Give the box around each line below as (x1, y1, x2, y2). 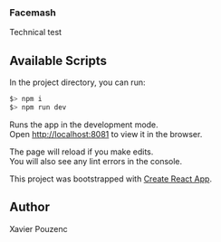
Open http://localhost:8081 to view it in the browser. (9, 128, 203, 139)
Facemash (9, 6, 56, 19)
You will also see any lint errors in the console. (9, 155, 183, 166)
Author (9, 200, 50, 215)
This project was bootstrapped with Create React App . (9, 173, 213, 184)
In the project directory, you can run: (9, 77, 146, 88)
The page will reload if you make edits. (9, 146, 154, 157)
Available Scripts (9, 52, 107, 69)
